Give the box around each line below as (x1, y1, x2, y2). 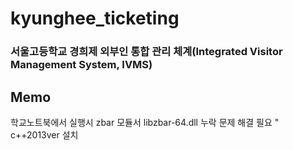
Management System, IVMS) (10, 58, 153, 72)
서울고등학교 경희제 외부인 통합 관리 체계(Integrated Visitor (10, 45, 283, 59)
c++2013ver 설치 (10, 128, 79, 141)
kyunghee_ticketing (10, 7, 180, 30)
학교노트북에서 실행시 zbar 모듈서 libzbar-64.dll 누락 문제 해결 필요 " (10, 116, 280, 128)
